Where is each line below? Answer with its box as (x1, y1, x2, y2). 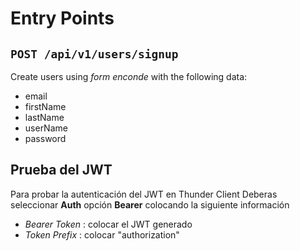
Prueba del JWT (10, 162, 113, 179)
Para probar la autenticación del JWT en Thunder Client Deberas (10, 188, 278, 200)
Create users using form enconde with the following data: (10, 71, 248, 82)
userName (24, 122, 68, 134)
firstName (24, 101, 67, 112)
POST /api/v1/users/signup (10, 47, 179, 61)
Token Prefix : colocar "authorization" (24, 228, 180, 241)
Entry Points (10, 7, 115, 30)
